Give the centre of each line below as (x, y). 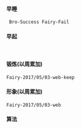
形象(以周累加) (24, 92)
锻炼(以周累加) (24, 64)
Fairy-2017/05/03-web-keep (40, 77)
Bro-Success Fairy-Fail (39, 22)
